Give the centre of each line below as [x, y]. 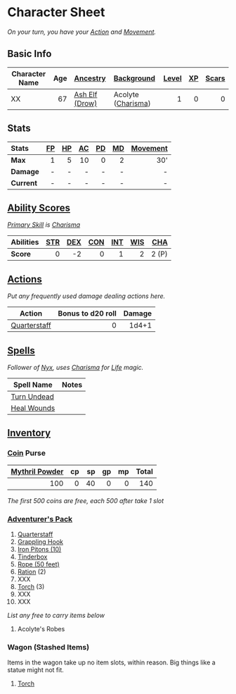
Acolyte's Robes [41, 628]
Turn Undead [33, 397]
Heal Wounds [33, 408]
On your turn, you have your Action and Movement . [82, 32]
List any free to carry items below [56, 615]
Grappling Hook [40, 541]
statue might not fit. [36, 670]
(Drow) [85, 103]
